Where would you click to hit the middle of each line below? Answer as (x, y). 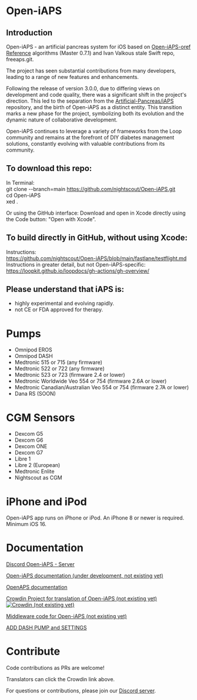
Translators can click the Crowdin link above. (61, 679)
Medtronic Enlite (34, 471)
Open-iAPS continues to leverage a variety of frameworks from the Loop (94, 131)
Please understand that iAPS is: (65, 289)
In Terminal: (20, 183)
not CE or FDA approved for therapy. (59, 310)
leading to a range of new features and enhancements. (73, 77)
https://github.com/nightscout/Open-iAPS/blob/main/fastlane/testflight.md (96, 258)
